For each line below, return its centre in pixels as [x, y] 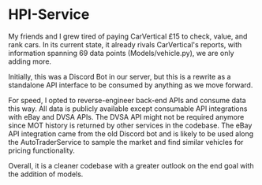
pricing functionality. [41, 150]
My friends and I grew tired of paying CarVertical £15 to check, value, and [128, 36]
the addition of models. [46, 174]
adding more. [30, 61]
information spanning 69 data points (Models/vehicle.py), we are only [121, 53]
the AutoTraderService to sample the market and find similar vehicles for [126, 142]
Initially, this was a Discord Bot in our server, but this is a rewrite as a [120, 76]
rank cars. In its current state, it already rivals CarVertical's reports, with [125, 44]
